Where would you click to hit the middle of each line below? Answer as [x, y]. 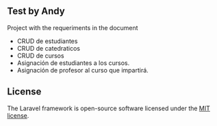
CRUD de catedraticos [49, 48]
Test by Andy [36, 11]
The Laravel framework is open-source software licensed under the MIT [109, 108]
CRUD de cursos [40, 55]
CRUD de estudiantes [47, 41]
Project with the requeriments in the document [73, 27]
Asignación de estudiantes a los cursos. [73, 63]
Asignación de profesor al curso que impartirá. [82, 70]
